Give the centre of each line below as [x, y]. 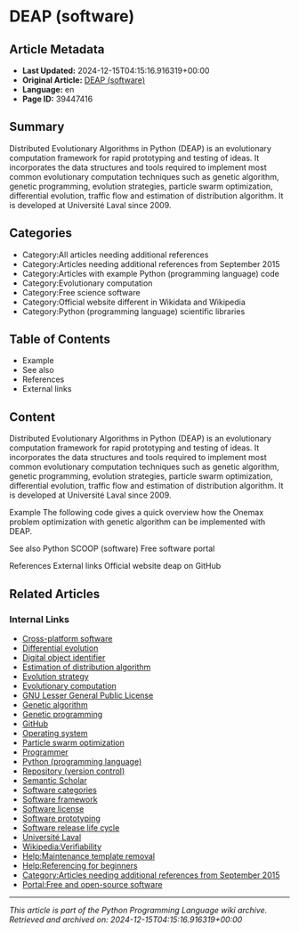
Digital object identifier [64, 657]
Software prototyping [61, 818]
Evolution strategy [55, 676]
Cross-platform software [67, 638]
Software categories [60, 790]
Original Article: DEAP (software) [83, 80]
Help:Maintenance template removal [89, 855]
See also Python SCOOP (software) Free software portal [112, 548]
